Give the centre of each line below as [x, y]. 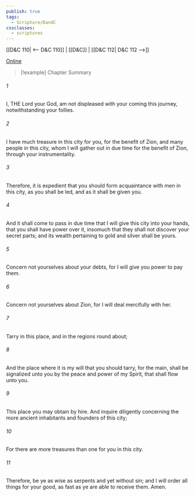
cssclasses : [20, 28]
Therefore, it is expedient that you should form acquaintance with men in [93, 185]
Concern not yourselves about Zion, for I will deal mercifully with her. [89, 305]
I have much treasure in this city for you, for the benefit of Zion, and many [95, 141]
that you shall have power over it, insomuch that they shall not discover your [98, 229]
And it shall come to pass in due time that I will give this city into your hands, [98, 223]
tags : [13, 17]
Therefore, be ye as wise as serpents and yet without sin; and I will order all [97, 481]
